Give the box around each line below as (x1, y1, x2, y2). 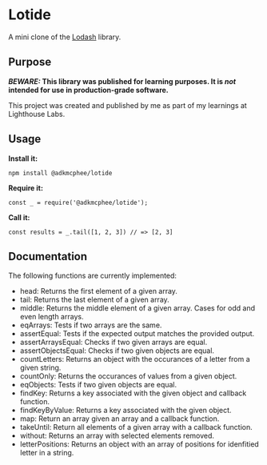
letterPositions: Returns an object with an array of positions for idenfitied (19, 439, 260, 449)
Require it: (8, 182, 44, 193)
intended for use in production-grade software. (8, 85, 169, 94)
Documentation (8, 250, 88, 263)
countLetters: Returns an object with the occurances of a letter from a (19, 355, 250, 364)
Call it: (8, 212, 30, 222)
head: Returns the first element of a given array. (19, 287, 178, 296)
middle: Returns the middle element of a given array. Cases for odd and (19, 303, 256, 313)
